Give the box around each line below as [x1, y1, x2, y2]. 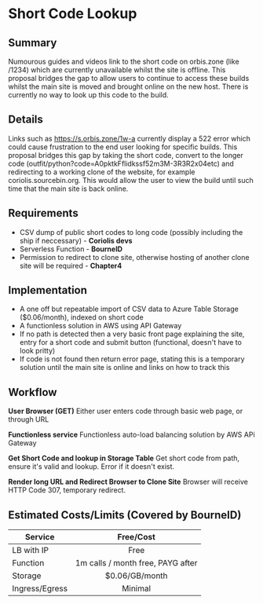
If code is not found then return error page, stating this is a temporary [19, 354, 245, 364]
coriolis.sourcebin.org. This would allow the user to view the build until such [8, 175, 254, 185]
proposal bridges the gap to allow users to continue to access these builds [8, 74, 250, 82]
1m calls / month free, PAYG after [75, 558, 198, 569]
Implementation [8, 284, 88, 297]
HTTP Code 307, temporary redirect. [8, 485, 126, 495]
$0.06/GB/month [104, 570, 168, 581]
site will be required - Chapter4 [19, 261, 122, 270]
